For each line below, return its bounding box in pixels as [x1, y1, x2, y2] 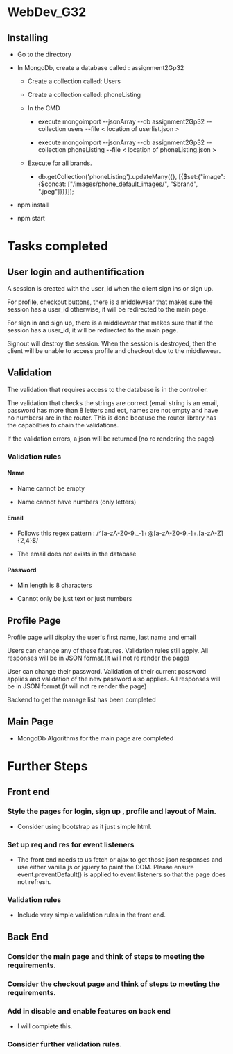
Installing [7, 32, 49, 44]
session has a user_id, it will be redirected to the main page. [7, 326, 178, 334]
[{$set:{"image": [178, 173, 225, 180]
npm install [17, 201, 49, 209]
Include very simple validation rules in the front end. [17, 910, 166, 919]
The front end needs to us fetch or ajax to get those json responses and [17, 856, 223, 864]
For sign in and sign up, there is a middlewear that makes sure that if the [7, 318, 214, 327]
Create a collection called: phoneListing [27, 91, 141, 99]
